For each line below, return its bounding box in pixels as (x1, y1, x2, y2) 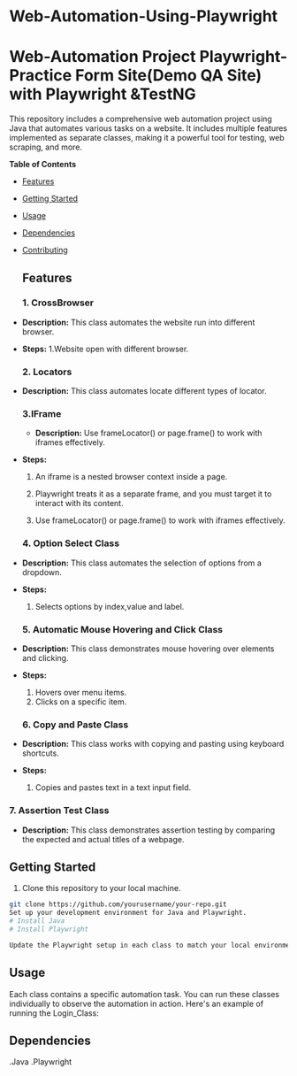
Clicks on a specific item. (34, 696, 127, 707)
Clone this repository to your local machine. (21, 883, 181, 894)
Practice (9, 65, 72, 86)
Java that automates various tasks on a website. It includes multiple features (9, 123, 288, 134)
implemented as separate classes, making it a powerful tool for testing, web (9, 133, 285, 143)
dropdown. (21, 566, 62, 577)
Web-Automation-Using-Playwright (9, 6, 278, 27)
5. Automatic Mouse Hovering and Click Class (21, 623, 224, 635)
